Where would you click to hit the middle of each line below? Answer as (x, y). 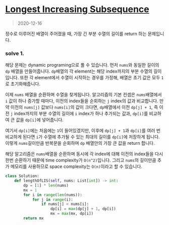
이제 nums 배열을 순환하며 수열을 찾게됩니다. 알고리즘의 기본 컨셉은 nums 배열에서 (84, 95)
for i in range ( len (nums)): (53, 195)
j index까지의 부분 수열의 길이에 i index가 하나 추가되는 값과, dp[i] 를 (79, 114)
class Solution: (22, 176)
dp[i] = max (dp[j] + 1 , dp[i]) (83, 209)
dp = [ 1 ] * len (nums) (46, 185)
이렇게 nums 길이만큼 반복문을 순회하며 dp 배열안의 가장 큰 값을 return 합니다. (80, 143)
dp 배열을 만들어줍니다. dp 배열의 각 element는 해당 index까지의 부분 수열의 (79, 71)
